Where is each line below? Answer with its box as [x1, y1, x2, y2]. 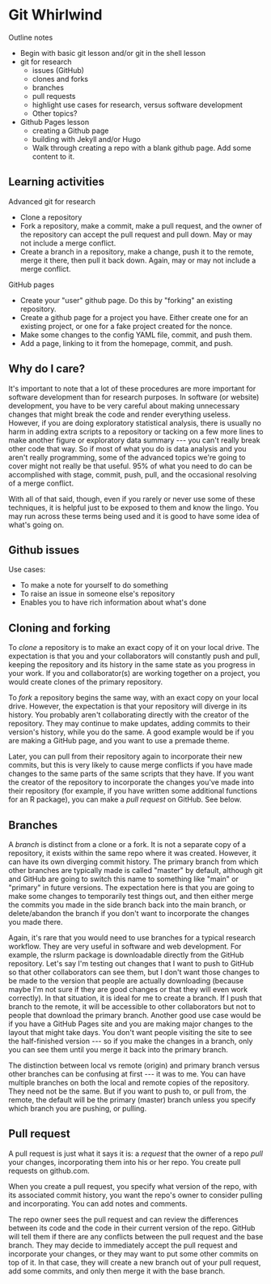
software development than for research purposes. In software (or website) [8, 392, 260, 402]
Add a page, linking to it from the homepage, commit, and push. [19, 338, 233, 348]
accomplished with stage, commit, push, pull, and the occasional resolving [8, 469, 257, 479]
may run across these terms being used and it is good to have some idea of [8, 511, 260, 520]
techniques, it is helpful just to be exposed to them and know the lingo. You [8, 503, 259, 512]
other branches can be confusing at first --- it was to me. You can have [8, 1069, 246, 1079]
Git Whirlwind [8, 6, 103, 24]
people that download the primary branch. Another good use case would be [8, 1011, 261, 1020]
